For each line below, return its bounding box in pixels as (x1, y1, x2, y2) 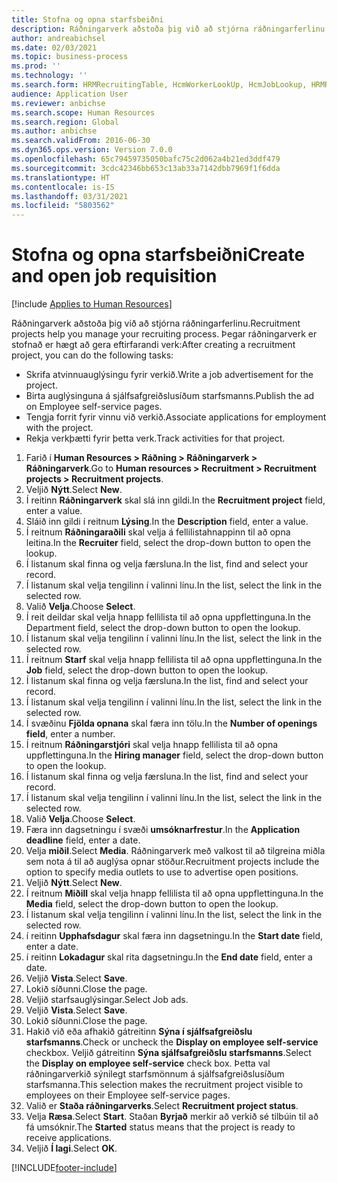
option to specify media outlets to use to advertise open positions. (25, 866, 299, 878)
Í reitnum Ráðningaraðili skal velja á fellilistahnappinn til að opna (25, 526, 291, 538)
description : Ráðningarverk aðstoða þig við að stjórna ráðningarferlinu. (11, 24, 330, 34)
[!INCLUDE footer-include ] (11, 1162, 118, 1174)
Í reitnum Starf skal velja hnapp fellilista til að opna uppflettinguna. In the (25, 654, 323, 666)
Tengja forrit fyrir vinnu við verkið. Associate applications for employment (25, 411, 327, 423)
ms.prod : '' (11, 61, 61, 71)
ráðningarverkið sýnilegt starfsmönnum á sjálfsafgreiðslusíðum (25, 1068, 285, 1080)
